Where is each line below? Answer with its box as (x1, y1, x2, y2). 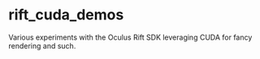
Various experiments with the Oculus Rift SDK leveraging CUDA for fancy (8, 32, 253, 42)
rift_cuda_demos (8, 6, 124, 24)
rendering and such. (8, 40, 76, 50)
